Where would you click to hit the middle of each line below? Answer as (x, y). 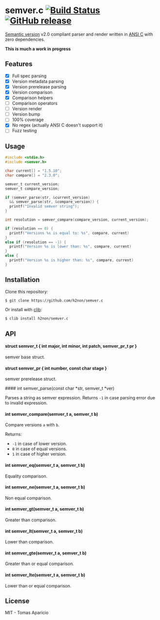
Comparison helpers (33, 98)
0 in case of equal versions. (39, 449)
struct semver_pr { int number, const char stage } (56, 368)
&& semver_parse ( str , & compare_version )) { (54, 202)
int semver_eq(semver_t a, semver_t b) (45, 465)
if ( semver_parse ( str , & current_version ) (48, 197)
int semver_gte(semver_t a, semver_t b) (46, 553)
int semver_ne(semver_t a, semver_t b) (45, 487)
